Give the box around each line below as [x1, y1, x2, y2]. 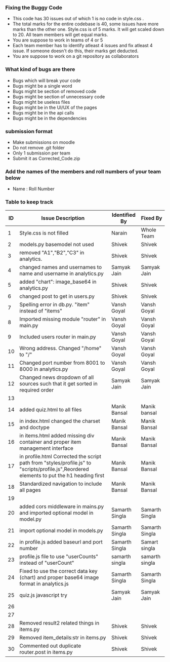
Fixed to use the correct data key [19, 568, 98, 575]
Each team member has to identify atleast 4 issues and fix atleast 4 [12, 43, 153, 49]
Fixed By [141, 215, 162, 222]
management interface [19, 445, 73, 452]
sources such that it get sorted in [19, 380, 98, 387]
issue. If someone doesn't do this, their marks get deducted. [12, 48, 139, 54]
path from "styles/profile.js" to [19, 459, 92, 466]
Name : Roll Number [12, 186, 55, 192]
